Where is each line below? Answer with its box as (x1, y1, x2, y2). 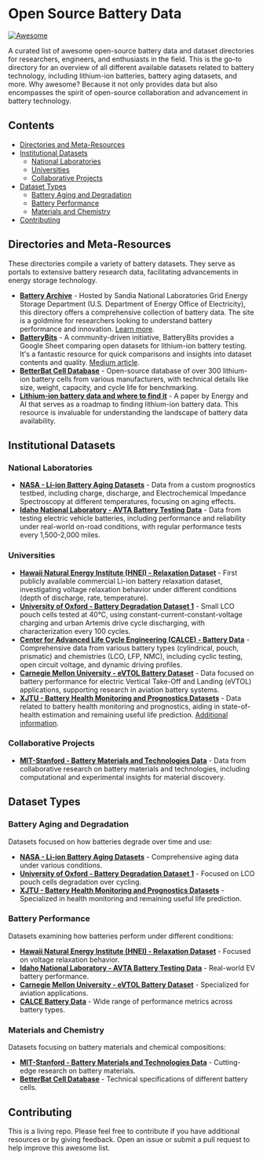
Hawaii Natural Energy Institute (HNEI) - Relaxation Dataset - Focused (19, 946, 251, 956)
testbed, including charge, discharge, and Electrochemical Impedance (19, 488, 247, 498)
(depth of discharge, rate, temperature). (19, 593, 149, 602)
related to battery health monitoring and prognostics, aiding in (19, 702, 221, 711)
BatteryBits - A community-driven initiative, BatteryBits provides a (19, 332, 234, 342)
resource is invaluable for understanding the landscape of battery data (19, 407, 249, 417)
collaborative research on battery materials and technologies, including (19, 764, 250, 773)
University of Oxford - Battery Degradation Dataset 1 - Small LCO (19, 601, 235, 610)
